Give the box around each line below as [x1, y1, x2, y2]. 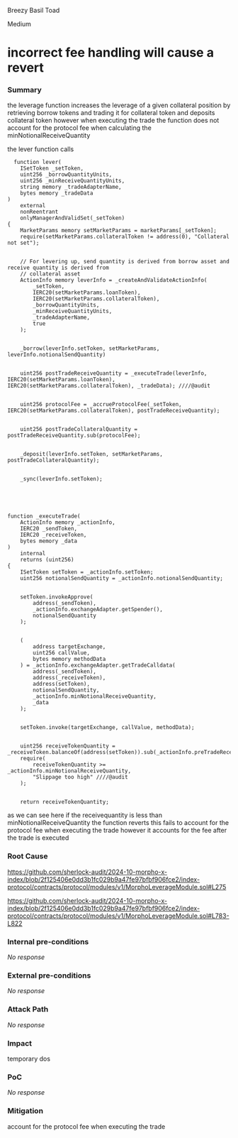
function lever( [13, 159, 62, 166]
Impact [7, 1038, 33, 1048]
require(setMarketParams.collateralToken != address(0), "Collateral [20, 234, 230, 241]
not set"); [7, 239, 40, 247]
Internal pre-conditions [7, 936, 89, 946]
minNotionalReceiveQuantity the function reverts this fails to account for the [7, 819, 229, 827]
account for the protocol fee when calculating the [7, 124, 152, 132]
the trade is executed [7, 833, 69, 842]
